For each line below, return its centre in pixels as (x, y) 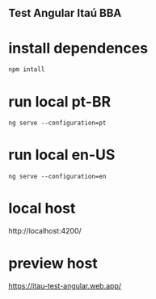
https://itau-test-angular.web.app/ (65, 286)
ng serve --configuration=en (57, 177)
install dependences (78, 48)
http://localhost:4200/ (45, 231)
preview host (53, 264)
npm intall (27, 69)
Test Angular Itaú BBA (65, 13)
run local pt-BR (60, 101)
